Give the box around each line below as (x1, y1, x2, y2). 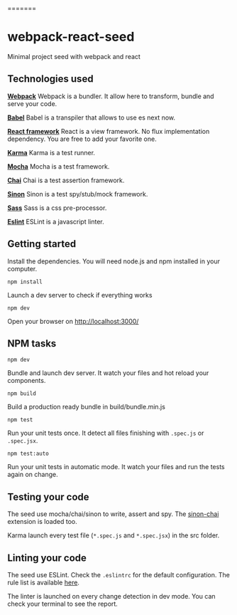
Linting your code (7, 552, 87, 564)
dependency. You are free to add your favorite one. (7, 135, 158, 143)
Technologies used (7, 73, 94, 85)
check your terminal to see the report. (7, 599, 118, 608)
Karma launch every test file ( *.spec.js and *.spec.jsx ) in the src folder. (7, 531, 220, 540)
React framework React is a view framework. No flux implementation (7, 127, 210, 135)
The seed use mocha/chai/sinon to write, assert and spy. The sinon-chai (7, 510, 219, 518)
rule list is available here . (7, 578, 80, 587)
